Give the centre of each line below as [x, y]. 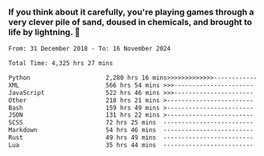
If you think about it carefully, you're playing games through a [132, 12]
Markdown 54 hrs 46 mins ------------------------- [131, 130]
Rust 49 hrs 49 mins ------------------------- [131, 138]
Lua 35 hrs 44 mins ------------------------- [131, 145]
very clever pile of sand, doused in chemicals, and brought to [130, 22]
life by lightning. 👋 [44, 32]
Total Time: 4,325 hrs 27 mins [61, 64]
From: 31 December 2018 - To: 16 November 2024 [90, 49]
